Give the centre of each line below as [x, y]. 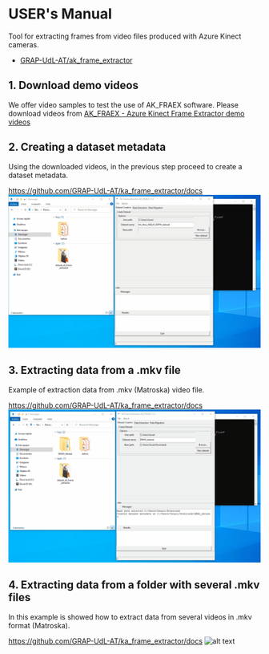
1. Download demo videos [73, 85]
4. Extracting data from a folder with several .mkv [134, 585]
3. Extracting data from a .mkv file [95, 370]
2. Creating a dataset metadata [87, 147]
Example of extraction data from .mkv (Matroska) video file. [106, 389]
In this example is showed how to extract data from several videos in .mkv [130, 617]
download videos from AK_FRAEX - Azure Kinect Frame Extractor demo [127, 113]
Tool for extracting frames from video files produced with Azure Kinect [125, 36]
